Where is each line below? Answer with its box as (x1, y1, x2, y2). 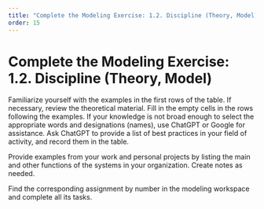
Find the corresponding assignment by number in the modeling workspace (8, 184, 250, 193)
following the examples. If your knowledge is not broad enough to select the (8, 112, 255, 122)
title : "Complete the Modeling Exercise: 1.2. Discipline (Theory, (8, 11, 234, 20)
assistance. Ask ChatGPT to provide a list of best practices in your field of (8, 129, 247, 138)
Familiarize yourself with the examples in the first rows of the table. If (8, 95, 232, 104)
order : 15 (8, 19, 41, 27)
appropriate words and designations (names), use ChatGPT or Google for (8, 120, 246, 130)
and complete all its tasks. (8, 192, 93, 202)
